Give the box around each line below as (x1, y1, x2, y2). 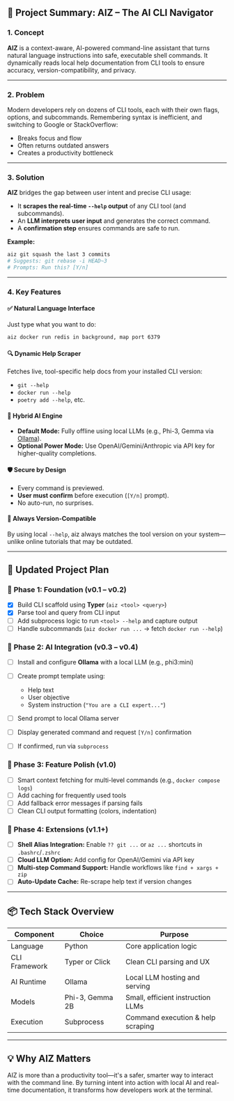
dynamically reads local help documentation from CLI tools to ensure (7, 58, 205, 67)
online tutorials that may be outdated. (25, 537, 134, 545)
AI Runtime (10, 977, 47, 987)
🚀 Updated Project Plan (7, 564, 109, 576)
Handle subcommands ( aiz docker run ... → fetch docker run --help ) (17, 624, 224, 632)
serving (125, 981, 150, 991)
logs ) (17, 783, 33, 792)
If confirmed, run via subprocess (17, 742, 109, 751)
